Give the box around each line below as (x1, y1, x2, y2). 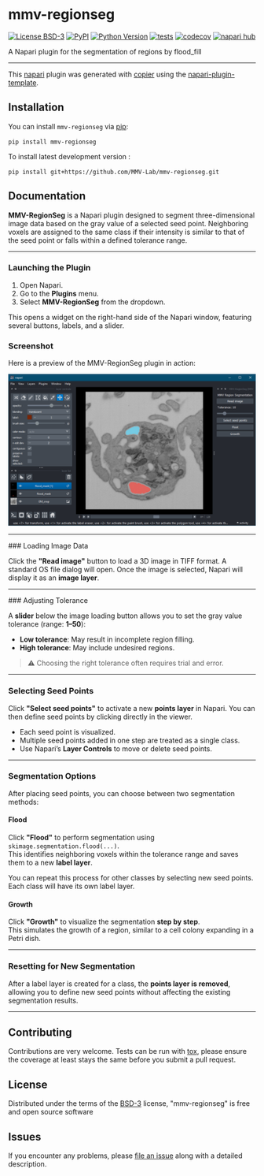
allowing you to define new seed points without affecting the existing (8, 987, 231, 996)
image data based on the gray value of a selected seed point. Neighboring (8, 218, 249, 228)
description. (8, 1159, 47, 1168)
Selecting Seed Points (8, 686, 94, 697)
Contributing (8, 1025, 72, 1039)
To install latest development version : (8, 151, 131, 161)
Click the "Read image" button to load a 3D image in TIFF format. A (8, 556, 227, 566)
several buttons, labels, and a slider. (8, 321, 124, 330)
